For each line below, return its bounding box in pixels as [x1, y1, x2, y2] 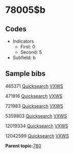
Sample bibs [5, 69, 46, 78]
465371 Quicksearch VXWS [5, 83, 64, 89]
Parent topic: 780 [5, 143, 42, 149]
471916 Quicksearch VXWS [5, 93, 63, 99]
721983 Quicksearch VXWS [5, 103, 63, 109]
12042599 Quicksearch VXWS [5, 132, 69, 139]
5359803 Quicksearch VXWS [5, 112, 67, 119]
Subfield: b [12, 54, 36, 61]
